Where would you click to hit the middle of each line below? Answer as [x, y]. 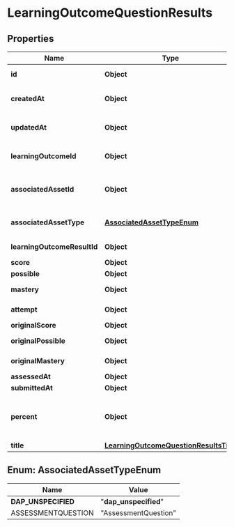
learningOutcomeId [44, 156]
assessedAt [31, 376]
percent [24, 417]
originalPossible [38, 341]
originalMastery [38, 361]
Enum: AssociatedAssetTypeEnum [84, 470]
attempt [24, 310]
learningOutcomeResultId [54, 247]
